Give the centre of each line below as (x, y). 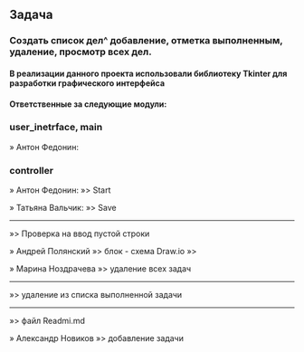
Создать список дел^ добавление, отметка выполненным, (146, 41)
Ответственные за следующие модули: (88, 104)
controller (32, 170)
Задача (31, 15)
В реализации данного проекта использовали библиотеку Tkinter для (148, 73)
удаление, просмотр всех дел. (81, 52)
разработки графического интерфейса (87, 83)
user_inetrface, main (56, 128)
